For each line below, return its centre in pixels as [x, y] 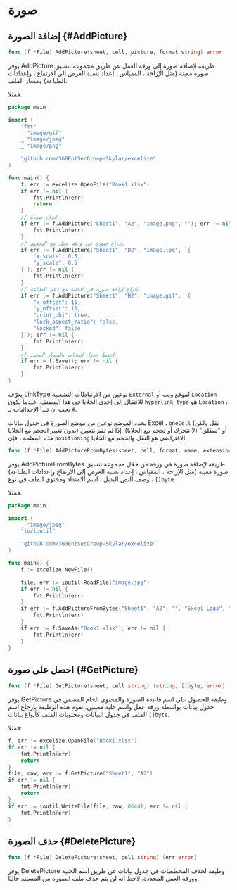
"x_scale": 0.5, [57, 256]
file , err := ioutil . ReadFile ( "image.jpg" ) [85, 583]
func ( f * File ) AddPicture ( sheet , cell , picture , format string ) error [115, 52]
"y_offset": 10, [57, 309]
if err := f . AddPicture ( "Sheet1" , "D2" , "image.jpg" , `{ [106, 250]
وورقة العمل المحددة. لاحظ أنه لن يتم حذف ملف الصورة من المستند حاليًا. [104, 879]
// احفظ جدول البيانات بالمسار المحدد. [69, 355]
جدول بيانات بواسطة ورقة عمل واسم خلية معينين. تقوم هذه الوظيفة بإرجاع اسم [111, 707]
